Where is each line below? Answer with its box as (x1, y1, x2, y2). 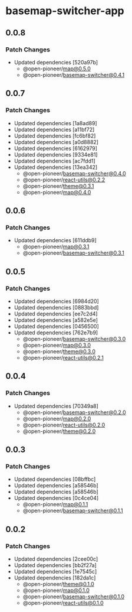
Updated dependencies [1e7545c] (14, 568, 97, 575)
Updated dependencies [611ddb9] (14, 237, 97, 244)
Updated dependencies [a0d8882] (14, 138, 98, 145)
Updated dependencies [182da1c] (14, 574, 96, 581)
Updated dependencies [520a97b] (14, 58, 98, 66)
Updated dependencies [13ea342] (14, 164, 98, 171)
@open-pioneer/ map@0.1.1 (22, 501, 88, 508)
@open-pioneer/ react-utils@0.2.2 (22, 176, 105, 183)
